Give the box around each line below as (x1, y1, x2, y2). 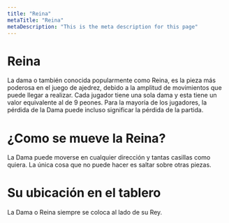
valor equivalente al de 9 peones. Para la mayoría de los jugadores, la (7, 98, 207, 107)
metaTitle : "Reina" (7, 17, 64, 24)
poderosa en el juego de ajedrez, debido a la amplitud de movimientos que (7, 84, 222, 92)
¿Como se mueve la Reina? (7, 130, 166, 146)
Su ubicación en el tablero (7, 185, 161, 201)
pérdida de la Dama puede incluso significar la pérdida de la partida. (7, 106, 204, 114)
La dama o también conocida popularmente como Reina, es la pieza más (7, 76, 216, 84)
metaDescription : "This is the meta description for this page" (7, 23, 198, 30)
